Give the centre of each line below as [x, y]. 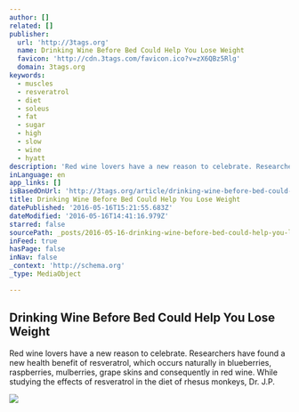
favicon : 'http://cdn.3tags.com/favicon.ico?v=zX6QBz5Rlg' [129, 59]
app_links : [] [36, 183]
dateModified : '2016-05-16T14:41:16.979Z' [89, 216]
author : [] [29, 17]
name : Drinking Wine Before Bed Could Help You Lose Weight [131, 51]
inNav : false [33, 258]
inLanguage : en [37, 174]
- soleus [33, 109]
